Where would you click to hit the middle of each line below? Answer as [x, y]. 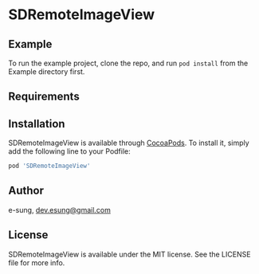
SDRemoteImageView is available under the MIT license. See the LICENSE [129, 254]
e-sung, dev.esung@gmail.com [60, 209]
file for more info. [37, 262]
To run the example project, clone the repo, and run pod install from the [128, 63]
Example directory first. [47, 72]
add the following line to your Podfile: [70, 151]
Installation [37, 124]
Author [26, 191]
